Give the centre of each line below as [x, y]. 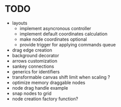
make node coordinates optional [53, 39]
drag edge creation [32, 50]
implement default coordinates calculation [63, 34]
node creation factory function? [45, 99]
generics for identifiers [36, 71]
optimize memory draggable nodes [49, 83]
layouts [19, 23]
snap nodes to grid [32, 93]
